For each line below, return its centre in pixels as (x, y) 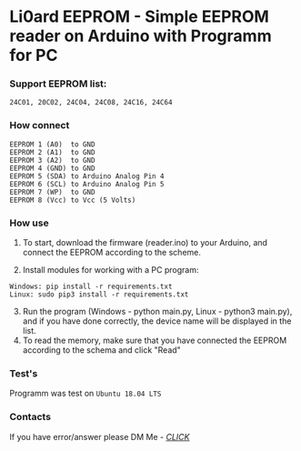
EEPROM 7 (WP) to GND (52, 192)
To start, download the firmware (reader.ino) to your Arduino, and (145, 243)
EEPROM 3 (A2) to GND (52, 160)
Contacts (30, 417)
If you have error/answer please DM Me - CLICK (100, 436)
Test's (24, 373)
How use (29, 223)
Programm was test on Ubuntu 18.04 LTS (85, 394)
